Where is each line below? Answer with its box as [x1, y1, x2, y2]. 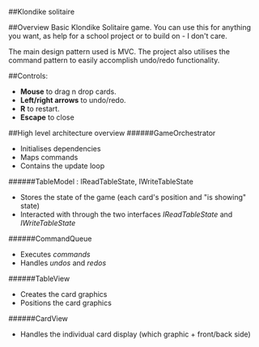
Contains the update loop [19, 161, 105, 171]
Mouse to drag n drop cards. [19, 87, 117, 96]
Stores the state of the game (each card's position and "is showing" [19, 193, 247, 201]
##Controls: [8, 71, 49, 80]
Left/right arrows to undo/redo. [19, 95, 127, 104]
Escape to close [19, 112, 74, 122]
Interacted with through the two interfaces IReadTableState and [19, 209, 233, 219]
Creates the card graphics [19, 290, 108, 298]
